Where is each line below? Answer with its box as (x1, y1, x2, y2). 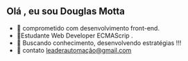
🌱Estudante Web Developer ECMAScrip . (16, 31, 133, 40)
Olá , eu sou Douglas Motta (6, 6, 126, 17)
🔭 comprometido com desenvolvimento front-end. (16, 24, 160, 32)
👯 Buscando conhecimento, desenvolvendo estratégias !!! (16, 38, 182, 47)
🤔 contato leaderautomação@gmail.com (16, 46, 132, 54)
